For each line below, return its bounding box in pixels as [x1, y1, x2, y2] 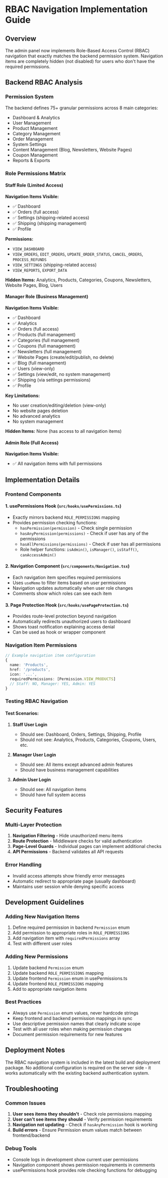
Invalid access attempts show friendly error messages [12, 873, 125, 879]
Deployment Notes [5, 1046, 65, 1055]
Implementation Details [5, 476, 80, 484]
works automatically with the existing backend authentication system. [5, 1070, 149, 1076]
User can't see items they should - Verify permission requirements [12, 1116, 152, 1123]
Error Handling [5, 861, 42, 869]
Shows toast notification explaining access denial [12, 624, 115, 630]
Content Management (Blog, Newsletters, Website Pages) [12, 146, 132, 152]
